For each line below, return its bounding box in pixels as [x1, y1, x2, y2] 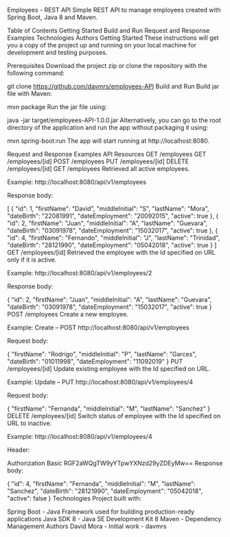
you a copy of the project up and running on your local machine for [7, 41, 197, 49]
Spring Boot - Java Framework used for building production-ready [7, 507, 194, 516]
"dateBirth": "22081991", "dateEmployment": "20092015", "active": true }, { [7, 212, 219, 220]
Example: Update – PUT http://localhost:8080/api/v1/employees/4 [7, 378, 194, 386]
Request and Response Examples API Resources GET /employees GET [7, 150, 207, 158]
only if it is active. [7, 255, 57, 264]
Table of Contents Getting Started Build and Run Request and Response [7, 27, 210, 34]
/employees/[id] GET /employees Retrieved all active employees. [7, 165, 190, 172]
